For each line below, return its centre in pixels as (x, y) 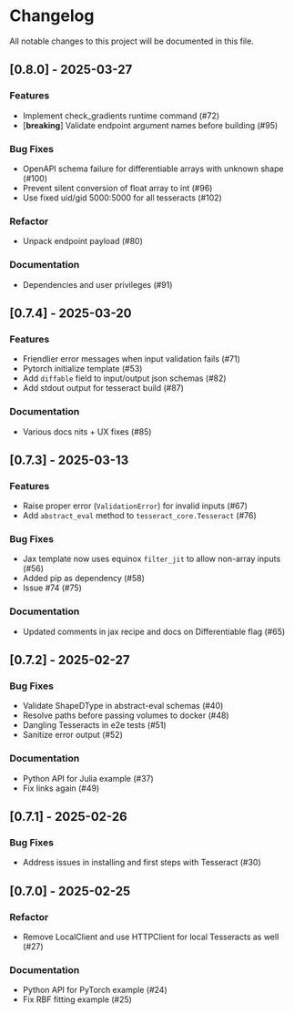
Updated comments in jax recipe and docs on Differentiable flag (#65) (154, 631)
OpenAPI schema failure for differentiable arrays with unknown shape (153, 169)
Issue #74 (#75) (52, 588)
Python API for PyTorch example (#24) (95, 990)
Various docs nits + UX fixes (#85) (87, 431)
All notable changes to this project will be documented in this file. (132, 41)
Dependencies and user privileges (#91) (97, 284)
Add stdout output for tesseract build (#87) (103, 388)
